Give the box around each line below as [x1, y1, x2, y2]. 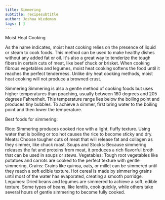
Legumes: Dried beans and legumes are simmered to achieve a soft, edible [5, 179, 158, 185]
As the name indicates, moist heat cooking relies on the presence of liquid [5, 44, 156, 50]
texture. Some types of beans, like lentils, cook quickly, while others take [5, 184, 154, 190]
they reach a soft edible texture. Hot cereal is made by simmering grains [5, 168, 152, 174]
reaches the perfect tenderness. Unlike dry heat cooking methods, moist [5, 70, 153, 77]
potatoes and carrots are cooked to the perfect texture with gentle [5, 157, 140, 164]
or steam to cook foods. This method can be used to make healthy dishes [5, 50, 155, 56]
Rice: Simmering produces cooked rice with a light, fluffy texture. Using [5, 126, 151, 132]
